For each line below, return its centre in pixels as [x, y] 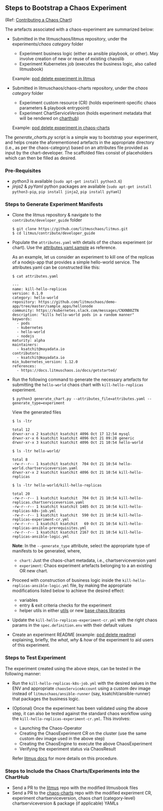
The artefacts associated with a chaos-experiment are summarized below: [80, 29]
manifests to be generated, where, [46, 551]
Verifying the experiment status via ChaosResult [68, 749]
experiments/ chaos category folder [48, 44]
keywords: [22, 319]
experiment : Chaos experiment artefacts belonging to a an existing [86, 566]
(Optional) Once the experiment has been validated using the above [80, 708]
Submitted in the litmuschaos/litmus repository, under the [70, 39]
